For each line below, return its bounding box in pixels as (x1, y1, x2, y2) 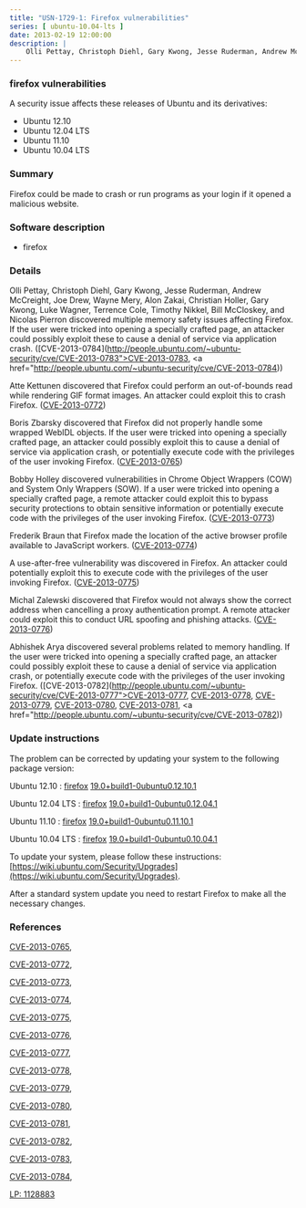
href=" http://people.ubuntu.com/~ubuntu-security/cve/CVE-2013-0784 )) (9, 362, 284, 374)
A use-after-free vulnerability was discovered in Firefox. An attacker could (9, 557, 288, 568)
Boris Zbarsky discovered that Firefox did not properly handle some (9, 417, 263, 429)
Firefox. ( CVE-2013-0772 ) (9, 400, 107, 411)
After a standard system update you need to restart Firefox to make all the (9, 888, 287, 899)
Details (9, 264, 42, 276)
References (9, 921, 62, 933)
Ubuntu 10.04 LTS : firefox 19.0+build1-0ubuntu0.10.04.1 (9, 833, 219, 844)
